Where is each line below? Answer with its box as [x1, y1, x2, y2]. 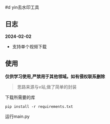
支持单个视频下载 [12, 43, 47, 49]
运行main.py [5, 113, 30, 119]
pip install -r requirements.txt [5, 104, 73, 109]
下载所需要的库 [5, 94, 35, 100]
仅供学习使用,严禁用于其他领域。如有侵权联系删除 [5, 73, 105, 79]
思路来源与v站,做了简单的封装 [17, 84, 77, 90]
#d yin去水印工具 [5, 4, 39, 10]
